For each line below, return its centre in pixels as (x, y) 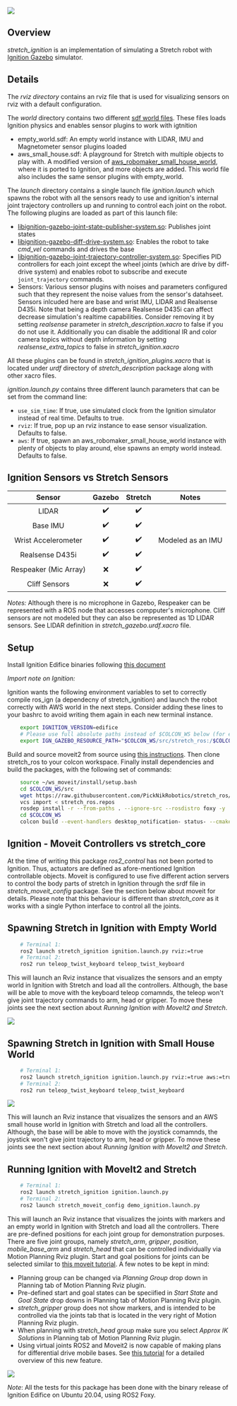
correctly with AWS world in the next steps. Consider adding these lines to (115, 707)
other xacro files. (32, 376)
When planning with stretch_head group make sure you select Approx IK (123, 1330)
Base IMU (48, 525)
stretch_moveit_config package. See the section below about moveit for (111, 890)
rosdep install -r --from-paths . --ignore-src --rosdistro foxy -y (123, 809)
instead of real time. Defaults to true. (71, 418)
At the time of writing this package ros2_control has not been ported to (110, 861)
